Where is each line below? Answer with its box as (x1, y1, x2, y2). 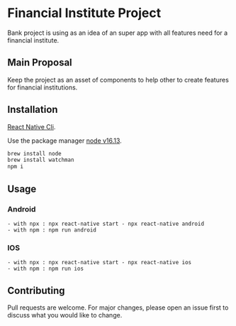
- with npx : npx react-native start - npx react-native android (7, 220, 204, 227)
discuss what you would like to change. (7, 310, 123, 319)
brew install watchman (7, 156, 74, 164)
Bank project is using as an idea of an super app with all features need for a (7, 28, 228, 37)
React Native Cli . (7, 122, 56, 131)
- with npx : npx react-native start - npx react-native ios (7, 259, 192, 266)
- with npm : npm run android (7, 226, 97, 234)
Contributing (7, 284, 65, 296)
